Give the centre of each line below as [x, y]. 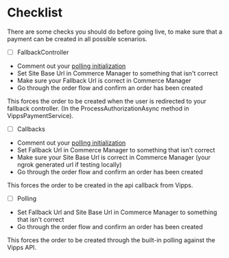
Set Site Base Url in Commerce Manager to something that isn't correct [117, 73]
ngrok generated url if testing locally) [69, 165]
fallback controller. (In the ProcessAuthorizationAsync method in [98, 108]
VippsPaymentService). [40, 116]
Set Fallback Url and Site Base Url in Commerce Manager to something [117, 212]
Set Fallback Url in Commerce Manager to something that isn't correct [116, 150]
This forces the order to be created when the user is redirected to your [107, 101]
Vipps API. [22, 248]
